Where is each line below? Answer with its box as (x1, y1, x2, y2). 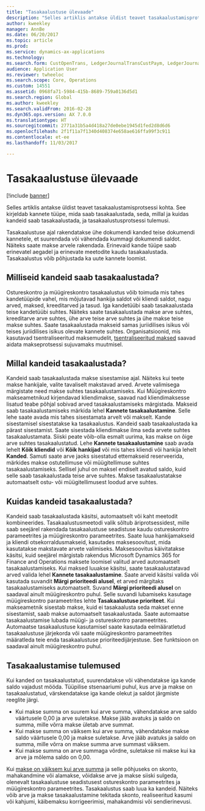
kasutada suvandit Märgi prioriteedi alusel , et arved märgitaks (6, 578, 164, 585)
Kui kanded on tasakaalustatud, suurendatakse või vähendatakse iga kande (6, 676, 196, 684)
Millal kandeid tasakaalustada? (6, 358, 127, 368)
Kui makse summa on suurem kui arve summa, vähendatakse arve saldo (15, 708, 197, 715)
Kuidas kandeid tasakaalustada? (6, 496, 133, 507)
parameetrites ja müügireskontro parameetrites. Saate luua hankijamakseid (6, 532, 195, 539)
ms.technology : (6, 54, 45, 61)
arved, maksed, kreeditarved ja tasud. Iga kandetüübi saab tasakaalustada (6, 301, 193, 309)
